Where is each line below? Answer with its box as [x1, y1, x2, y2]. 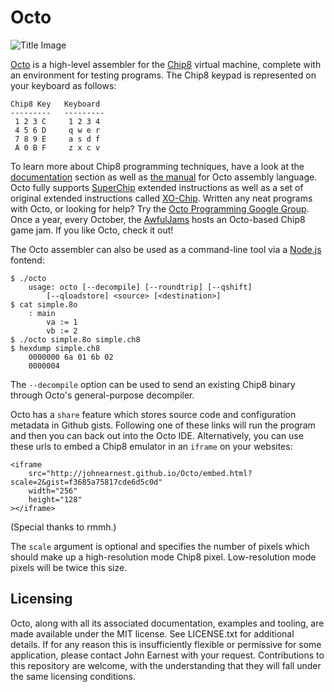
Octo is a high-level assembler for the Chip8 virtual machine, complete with [10, 58, 322, 70]
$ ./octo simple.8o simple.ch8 [10, 334, 141, 345]
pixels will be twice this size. [10, 561, 128, 573]
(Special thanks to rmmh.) [10, 521, 117, 533]
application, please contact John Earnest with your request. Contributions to [10, 649, 325, 661]
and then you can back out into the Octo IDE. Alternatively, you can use [10, 429, 304, 441]
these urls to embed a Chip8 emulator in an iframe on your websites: [10, 440, 293, 452]
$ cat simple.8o [10, 299, 78, 310]
